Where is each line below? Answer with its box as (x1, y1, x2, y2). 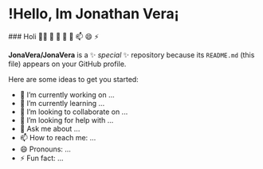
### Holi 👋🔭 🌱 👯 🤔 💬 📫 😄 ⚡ (8, 31, 100, 41)
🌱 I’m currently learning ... (19, 98, 105, 108)
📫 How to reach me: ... (19, 132, 96, 142)
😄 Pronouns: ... (19, 144, 72, 154)
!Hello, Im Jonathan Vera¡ (8, 5, 179, 23)
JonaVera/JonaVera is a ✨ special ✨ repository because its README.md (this (8, 49, 255, 60)
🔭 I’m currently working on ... (19, 89, 115, 100)
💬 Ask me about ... (19, 124, 80, 133)
